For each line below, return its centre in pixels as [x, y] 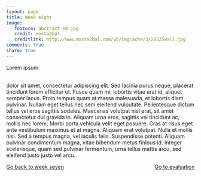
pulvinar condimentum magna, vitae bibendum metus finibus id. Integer [94, 142]
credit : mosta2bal [37, 34]
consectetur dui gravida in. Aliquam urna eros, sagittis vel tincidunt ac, [93, 117]
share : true [21, 51]
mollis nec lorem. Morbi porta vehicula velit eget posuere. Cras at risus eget [100, 123]
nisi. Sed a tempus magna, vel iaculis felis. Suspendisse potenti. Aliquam [96, 136]
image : [14, 23]
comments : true [25, 45]
